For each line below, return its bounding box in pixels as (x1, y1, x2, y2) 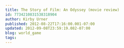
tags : (5, 35, 16, 40)
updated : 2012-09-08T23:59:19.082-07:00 (5, 26, 91, 31)
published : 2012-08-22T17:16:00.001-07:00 (5, 21, 95, 26)
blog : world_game (5, 30, 41, 35)
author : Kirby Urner (5, 16, 48, 21)
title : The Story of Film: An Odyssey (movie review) (5, 7, 120, 12)
